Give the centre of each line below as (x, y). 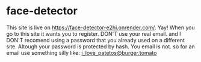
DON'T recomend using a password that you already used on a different (96, 40)
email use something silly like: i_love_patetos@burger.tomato (82, 52)
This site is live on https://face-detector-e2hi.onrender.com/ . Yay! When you (100, 27)
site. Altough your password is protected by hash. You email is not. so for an (101, 46)
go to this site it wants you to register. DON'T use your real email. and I (94, 33)
